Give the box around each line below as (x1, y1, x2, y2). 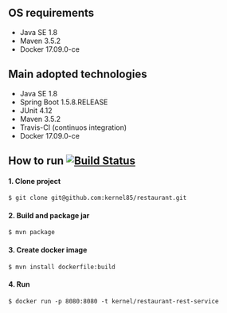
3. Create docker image (8, 245, 88, 255)
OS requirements (8, 6, 95, 20)
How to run (8, 155, 65, 168)
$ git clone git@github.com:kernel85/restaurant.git (8, 194, 187, 202)
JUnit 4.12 (19, 105, 53, 115)
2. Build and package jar (8, 210, 90, 220)
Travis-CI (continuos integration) (19, 123, 127, 132)
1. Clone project (8, 176, 61, 186)
